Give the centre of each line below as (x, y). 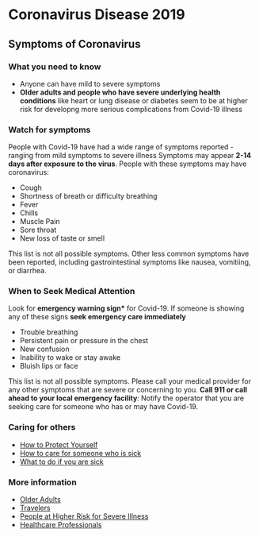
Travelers (35, 508)
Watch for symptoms (50, 129)
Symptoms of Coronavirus (74, 44)
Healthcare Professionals (61, 525)
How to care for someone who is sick (80, 453)
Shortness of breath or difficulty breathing (88, 196)
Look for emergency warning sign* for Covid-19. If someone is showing (126, 308)
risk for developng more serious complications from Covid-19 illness (131, 109)
